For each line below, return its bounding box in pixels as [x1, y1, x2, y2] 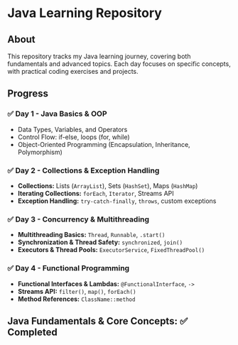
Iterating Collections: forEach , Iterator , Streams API [17, 189, 174, 197]
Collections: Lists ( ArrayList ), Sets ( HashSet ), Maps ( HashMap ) [17, 181, 198, 190]
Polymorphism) [17, 148, 63, 156]
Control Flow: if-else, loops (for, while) [17, 133, 130, 141]
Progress [7, 87, 48, 100]
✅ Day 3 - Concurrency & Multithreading [7, 214, 150, 224]
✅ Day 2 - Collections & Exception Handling [7, 165, 160, 175]
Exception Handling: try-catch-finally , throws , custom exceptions [17, 197, 217, 205]
